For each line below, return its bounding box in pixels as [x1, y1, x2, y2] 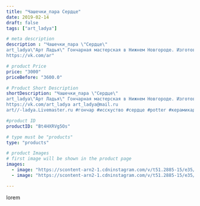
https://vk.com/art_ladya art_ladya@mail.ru [6, 102, 118, 107]
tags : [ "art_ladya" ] [6, 25, 58, 31]
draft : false [6, 20, 39, 26]
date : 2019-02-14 [6, 14, 49, 20]
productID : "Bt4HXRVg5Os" [6, 123, 70, 129]
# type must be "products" [6, 134, 73, 140]
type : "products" [6, 140, 49, 145]
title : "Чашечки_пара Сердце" [6, 8, 82, 15]
